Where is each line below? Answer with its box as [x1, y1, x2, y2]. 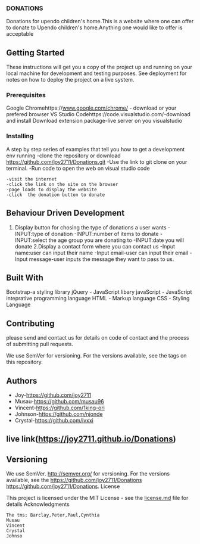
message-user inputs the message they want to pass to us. [29, 255, 174, 263]
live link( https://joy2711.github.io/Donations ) [6, 434, 177, 444]
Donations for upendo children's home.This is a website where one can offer [6, 18, 194, 25]
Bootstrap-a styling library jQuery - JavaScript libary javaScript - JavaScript [6, 288, 192, 296]
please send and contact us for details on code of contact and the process [6, 334, 189, 341]
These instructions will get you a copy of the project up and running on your [6, 64, 192, 71]
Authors [6, 375, 37, 386]
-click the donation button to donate [6, 192, 105, 198]
